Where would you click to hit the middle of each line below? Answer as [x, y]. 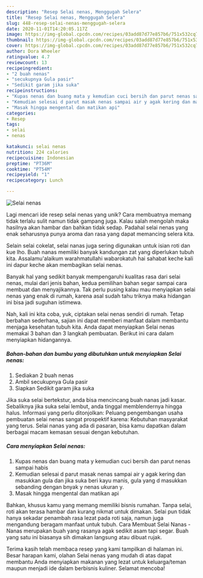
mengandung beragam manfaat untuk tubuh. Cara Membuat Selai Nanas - [98, 524]
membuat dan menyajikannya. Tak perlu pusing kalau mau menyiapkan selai [101, 289]
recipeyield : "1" [28, 175]
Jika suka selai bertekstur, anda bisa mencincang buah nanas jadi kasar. [96, 399]
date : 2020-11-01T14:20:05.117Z [47, 29]
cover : [14, 46]
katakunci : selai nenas [36, 146]
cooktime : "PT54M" [29, 169]
